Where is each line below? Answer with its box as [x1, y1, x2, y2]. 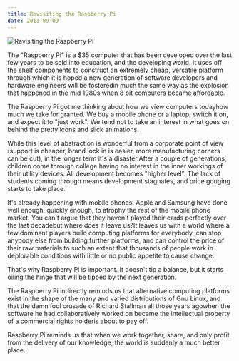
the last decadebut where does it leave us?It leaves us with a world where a [7, 220, 230, 229]
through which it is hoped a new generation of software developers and [7, 73, 218, 82]
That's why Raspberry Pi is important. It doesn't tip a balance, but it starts [7, 265, 224, 273]
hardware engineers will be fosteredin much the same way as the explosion [7, 81, 230, 89]
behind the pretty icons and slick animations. [7, 125, 139, 133]
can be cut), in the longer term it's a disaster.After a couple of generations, [7, 154, 227, 163]
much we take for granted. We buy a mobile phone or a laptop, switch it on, [7, 110, 229, 118]
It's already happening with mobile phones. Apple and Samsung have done [7, 198, 228, 207]
